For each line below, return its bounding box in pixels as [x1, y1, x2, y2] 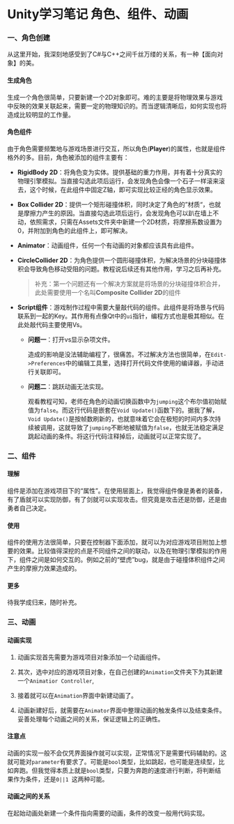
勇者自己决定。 [7, 504, 50, 512]
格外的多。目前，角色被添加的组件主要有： [7, 153, 130, 161]
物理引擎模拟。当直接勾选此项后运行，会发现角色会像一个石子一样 [17, 176, 207, 185]
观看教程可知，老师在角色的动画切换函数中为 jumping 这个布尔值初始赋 [27, 397, 227, 405]
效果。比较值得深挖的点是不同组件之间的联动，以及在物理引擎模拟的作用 [19, 547, 227, 555]
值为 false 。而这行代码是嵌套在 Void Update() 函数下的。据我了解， [27, 406, 219, 414]
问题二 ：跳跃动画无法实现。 [27, 382, 108, 390]
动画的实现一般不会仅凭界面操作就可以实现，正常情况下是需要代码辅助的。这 [7, 749, 227, 757]
